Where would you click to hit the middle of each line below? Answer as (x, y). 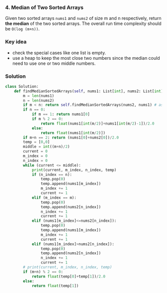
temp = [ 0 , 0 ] (37, 142)
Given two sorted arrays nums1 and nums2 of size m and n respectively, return (83, 18)
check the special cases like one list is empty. (59, 53)
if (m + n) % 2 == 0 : (43, 272)
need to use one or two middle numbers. (54, 63)
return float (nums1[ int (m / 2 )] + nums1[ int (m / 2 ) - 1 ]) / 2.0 (97, 124)
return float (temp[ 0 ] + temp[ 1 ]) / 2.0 (69, 276)
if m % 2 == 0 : (47, 119)
